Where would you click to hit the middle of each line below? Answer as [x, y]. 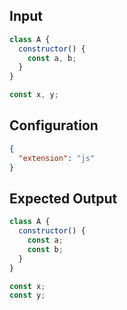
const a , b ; [52, 58]
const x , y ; [34, 95]
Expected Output [63, 198]
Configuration [54, 125]
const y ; [27, 295]
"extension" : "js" [57, 158]
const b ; [45, 249]
